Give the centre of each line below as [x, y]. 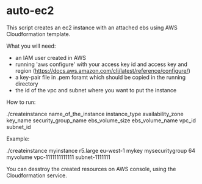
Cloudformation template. [38, 34]
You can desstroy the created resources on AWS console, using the [91, 169]
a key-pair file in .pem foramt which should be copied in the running [100, 77]
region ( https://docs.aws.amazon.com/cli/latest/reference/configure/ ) [103, 70]
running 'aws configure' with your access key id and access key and [101, 64]
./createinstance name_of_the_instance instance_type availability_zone [95, 114]
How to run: [21, 102]
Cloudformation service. [37, 175]
